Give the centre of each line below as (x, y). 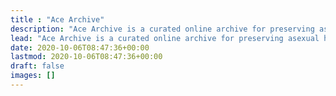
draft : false (37, 66)
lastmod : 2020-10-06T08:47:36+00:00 (86, 57)
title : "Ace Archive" (57, 19)
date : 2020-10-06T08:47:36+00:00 (80, 47)
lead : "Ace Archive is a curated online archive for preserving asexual (165, 38)
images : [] (33, 76)
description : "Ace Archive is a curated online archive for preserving (162, 29)
